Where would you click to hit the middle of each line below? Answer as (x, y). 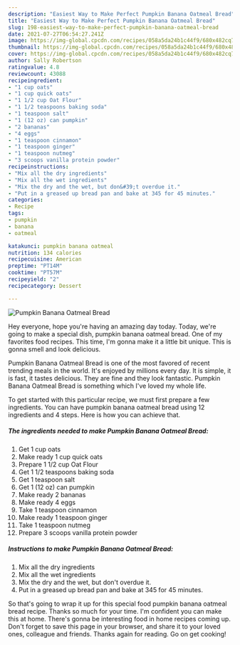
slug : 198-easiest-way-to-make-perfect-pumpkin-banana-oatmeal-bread (114, 27)
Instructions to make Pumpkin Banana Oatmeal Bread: (91, 549)
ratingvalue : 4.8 (34, 67)
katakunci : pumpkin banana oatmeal (61, 246)
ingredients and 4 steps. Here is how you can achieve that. (94, 414)
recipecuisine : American (45, 259)
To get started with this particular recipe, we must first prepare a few (109, 399)
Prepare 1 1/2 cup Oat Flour (58, 464)
